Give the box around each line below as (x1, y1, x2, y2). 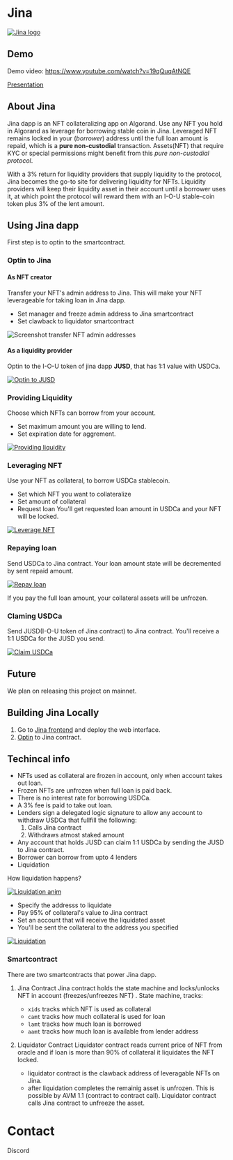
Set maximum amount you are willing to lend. (17, 423, 147, 430)
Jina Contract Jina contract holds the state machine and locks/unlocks (17, 983, 220, 992)
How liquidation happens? (7, 874, 82, 883)
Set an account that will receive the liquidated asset (17, 916, 166, 925)
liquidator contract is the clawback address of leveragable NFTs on (27, 1069, 220, 1077)
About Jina (7, 101, 56, 112)
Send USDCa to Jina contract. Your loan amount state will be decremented (7, 559, 221, 567)
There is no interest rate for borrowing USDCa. (17, 794, 152, 802)
